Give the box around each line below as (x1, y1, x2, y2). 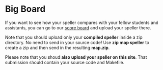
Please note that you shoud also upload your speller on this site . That (5, 54, 147, 60)
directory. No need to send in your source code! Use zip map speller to (5, 39, 150, 45)
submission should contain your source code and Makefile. (5, 59, 125, 65)
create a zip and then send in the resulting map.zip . (5, 45, 110, 50)
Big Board (5, 3, 46, 15)
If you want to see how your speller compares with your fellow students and (5, 20, 159, 25)
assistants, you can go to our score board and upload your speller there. (5, 24, 151, 30)
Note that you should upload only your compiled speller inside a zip (5, 34, 143, 40)
